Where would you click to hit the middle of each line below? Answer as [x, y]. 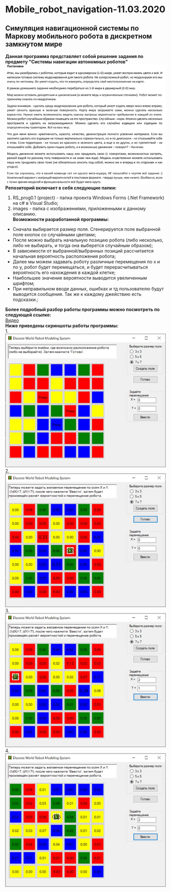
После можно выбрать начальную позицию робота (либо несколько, [88, 240]
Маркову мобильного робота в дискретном [79, 36]
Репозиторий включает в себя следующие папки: [61, 187]
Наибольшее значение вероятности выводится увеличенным [80, 278]
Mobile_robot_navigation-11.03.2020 [85, 9]
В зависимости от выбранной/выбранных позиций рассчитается [83, 251]
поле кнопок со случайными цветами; [54, 234]
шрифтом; [23, 283]
